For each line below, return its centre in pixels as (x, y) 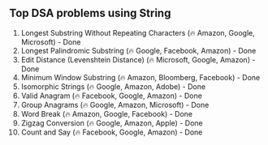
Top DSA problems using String (90, 13)
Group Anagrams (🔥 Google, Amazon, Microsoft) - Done (115, 104)
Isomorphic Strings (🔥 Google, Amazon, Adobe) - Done (113, 86)
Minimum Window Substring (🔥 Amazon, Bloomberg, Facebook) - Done (140, 77)
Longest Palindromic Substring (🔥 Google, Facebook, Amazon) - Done (138, 50)
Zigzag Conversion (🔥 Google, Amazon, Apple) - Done (112, 123)
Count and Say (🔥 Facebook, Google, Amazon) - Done (112, 132)
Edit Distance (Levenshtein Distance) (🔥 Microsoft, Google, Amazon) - (138, 59)
